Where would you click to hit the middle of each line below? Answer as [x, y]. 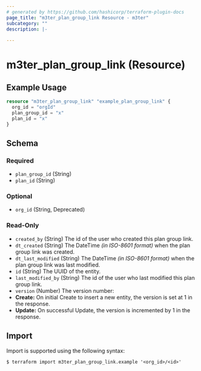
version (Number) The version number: [64, 290]
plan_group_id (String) [43, 174]
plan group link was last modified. [58, 265]
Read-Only [23, 226]
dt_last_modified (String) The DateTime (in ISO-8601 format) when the [105, 258]
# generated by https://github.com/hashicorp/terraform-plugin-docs [95, 12]
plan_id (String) [35, 180]
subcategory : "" [27, 23]
